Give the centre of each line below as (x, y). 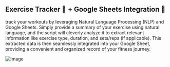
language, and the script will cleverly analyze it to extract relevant (75, 32)
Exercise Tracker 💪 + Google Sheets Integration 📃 (86, 9)
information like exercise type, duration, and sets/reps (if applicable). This (83, 38)
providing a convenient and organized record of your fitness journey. (78, 49)
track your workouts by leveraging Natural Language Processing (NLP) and (85, 21)
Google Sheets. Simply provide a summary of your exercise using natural (82, 27)
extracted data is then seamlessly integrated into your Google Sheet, (78, 43)
